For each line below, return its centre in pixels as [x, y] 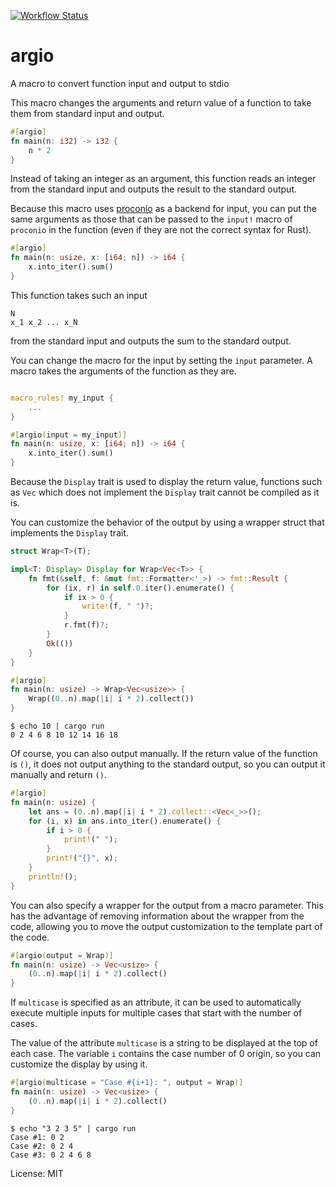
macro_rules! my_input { [62, 398]
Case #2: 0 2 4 [42, 1146]
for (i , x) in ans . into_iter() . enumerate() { [125, 821]
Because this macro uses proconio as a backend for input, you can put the [163, 209]
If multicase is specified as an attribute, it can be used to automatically [156, 1002]
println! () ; [53, 876]
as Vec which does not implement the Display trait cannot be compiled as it [165, 492]
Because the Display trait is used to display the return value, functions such [166, 482]
